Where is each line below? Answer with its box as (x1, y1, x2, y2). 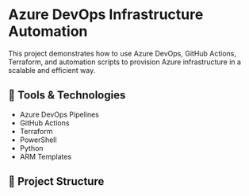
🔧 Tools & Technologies (8, 89, 126, 102)
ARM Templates (19, 152, 72, 161)
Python (19, 143, 44, 152)
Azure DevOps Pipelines (19, 110, 99, 119)
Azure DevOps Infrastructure (8, 6, 204, 24)
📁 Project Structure (8, 175, 105, 188)
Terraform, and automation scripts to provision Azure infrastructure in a (8, 57, 242, 67)
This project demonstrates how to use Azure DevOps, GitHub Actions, (8, 48, 236, 58)
